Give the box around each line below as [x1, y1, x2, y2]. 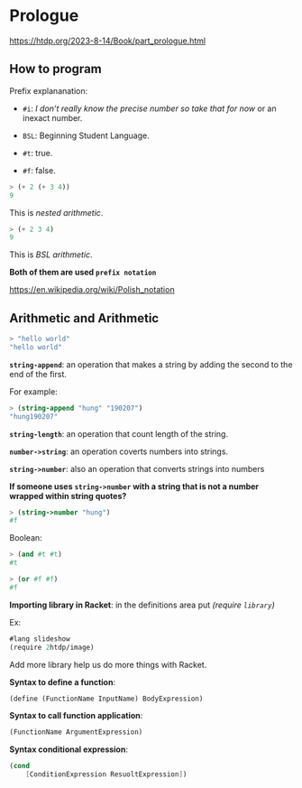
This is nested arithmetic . [9, 207, 104, 218]
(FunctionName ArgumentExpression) [9, 728, 143, 737]
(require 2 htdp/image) [9, 643, 95, 652]
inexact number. [22, 112, 83, 123]
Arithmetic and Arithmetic [9, 311, 160, 326]
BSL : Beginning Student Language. [22, 130, 151, 141]
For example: [9, 385, 59, 397]
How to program [9, 61, 102, 77]
